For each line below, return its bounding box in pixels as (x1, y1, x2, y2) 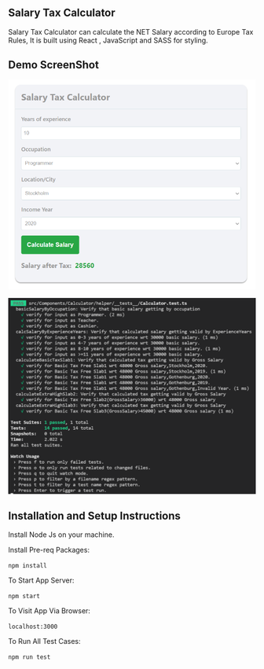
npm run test (8, 653, 51, 661)
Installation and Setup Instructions (8, 509, 181, 522)
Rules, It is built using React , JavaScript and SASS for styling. (8, 35, 208, 45)
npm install (8, 562, 47, 570)
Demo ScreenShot (8, 58, 100, 72)
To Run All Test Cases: (8, 637, 81, 646)
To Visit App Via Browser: (8, 606, 90, 616)
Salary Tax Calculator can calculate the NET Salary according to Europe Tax (8, 27, 254, 36)
